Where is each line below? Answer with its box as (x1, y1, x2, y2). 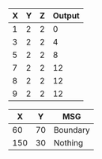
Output (52, 10, 81, 21)
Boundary (53, 125, 90, 135)
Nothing (53, 138, 84, 148)
